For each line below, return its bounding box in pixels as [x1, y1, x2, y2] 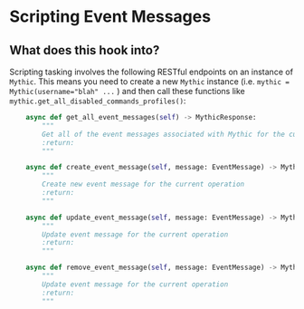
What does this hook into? [9, 43, 160, 58]
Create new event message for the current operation [42, 179, 245, 189]
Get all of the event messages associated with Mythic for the [42, 130, 285, 139]
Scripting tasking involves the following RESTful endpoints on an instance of [9, 66, 294, 77]
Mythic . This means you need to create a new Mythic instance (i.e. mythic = [9, 76, 290, 87]
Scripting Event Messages [9, 6, 211, 27]
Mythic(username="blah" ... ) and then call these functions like [9, 86, 246, 96]
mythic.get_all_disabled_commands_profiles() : [9, 95, 186, 106]
